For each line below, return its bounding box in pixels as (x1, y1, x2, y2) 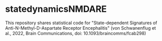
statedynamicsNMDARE (5, 3, 107, 15)
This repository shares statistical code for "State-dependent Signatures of (5, 20, 158, 26)
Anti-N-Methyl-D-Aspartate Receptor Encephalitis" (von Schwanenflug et (5, 25, 156, 31)
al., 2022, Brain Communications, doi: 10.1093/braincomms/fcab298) (5, 30, 146, 36)
